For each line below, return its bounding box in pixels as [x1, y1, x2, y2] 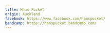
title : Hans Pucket [5, 7, 45, 12]
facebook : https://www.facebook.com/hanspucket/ [5, 16, 106, 21]
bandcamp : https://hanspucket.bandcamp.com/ [5, 20, 97, 26]
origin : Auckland [5, 12, 40, 16]
